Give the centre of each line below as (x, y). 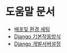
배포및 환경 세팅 (32, 29)
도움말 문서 (30, 12)
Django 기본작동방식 (37, 36)
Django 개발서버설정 (37, 44)
